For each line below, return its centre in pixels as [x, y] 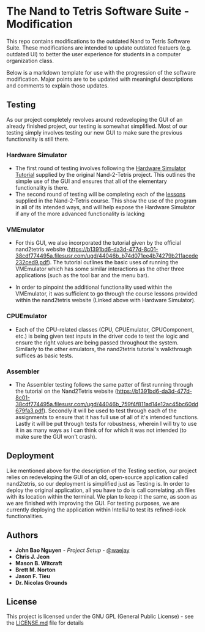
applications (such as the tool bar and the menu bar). [82, 275]
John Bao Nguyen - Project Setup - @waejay [72, 550]
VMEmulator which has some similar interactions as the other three [100, 269]
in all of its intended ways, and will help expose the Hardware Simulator [105, 207]
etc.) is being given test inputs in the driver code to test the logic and [102, 336]
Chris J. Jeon [32, 556]
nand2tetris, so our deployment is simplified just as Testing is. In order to [98, 483]
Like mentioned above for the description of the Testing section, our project [102, 470]
